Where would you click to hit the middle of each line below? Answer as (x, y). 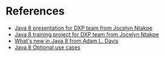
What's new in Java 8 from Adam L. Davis (66, 41)
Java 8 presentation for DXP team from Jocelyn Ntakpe (83, 28)
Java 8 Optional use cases (47, 47)
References (35, 11)
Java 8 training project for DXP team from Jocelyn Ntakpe (87, 34)
